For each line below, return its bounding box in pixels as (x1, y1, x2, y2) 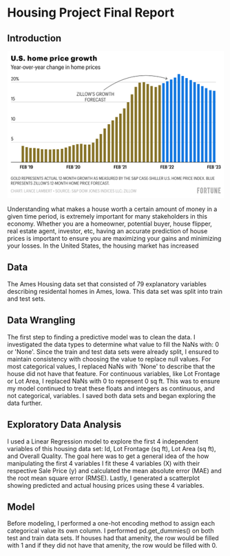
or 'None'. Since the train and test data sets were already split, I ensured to (7, 347, 219, 356)
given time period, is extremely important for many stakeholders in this (7, 212, 208, 221)
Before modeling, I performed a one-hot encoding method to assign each (7, 519, 216, 528)
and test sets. (7, 295, 46, 303)
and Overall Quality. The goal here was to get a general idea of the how (7, 452, 209, 460)
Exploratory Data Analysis (7, 419, 122, 430)
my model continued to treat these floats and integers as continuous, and (7, 384, 216, 393)
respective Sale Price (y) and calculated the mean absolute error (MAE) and (7, 466, 222, 475)
